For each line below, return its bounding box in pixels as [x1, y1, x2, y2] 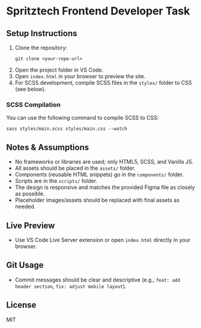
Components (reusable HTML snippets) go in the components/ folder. [14, 171, 184, 178]
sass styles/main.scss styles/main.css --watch [6, 126, 128, 132]
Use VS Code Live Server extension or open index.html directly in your [14, 236, 191, 243]
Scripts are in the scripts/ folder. [14, 178, 98, 185]
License [6, 300, 37, 311]
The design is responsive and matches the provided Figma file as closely [14, 184, 195, 191]
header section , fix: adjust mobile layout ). [14, 282, 127, 289]
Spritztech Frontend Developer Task [6, 4, 190, 18]
